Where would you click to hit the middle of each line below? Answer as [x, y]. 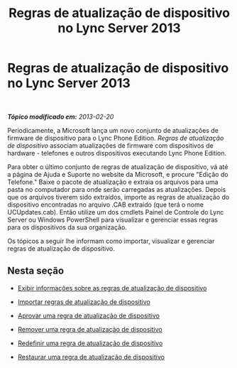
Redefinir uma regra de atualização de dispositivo [90, 343]
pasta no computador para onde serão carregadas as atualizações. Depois [117, 189]
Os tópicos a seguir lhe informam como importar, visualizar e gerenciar [111, 241]
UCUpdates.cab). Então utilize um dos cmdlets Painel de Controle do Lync [116, 212]
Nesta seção [36, 271]
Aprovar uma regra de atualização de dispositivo [88, 315]
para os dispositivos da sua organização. [67, 227]
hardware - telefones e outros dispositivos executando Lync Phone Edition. [117, 153]
